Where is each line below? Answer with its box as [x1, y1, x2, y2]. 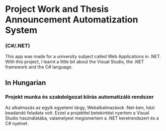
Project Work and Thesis [5, 3, 109, 15]
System [5, 25, 38, 36]
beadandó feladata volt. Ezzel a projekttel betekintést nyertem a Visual [5, 110, 150, 116]
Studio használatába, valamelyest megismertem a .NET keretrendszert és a [5, 115, 159, 121]
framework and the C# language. [5, 64, 73, 70]
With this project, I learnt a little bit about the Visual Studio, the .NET [5, 59, 144, 65]
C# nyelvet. [5, 121, 29, 127]
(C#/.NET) [5, 42, 30, 49]
